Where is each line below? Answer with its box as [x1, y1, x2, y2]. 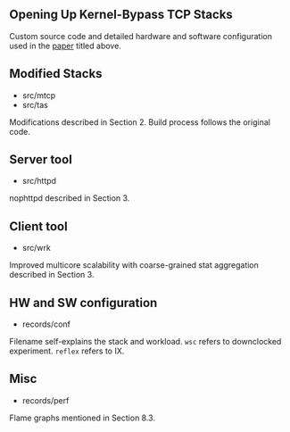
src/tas [21, 99, 49, 110]
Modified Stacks [9, 66, 103, 81]
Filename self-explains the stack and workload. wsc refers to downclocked [9, 336, 282, 347]
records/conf [21, 319, 71, 329]
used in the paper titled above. [9, 40, 122, 51]
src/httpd [21, 176, 56, 187]
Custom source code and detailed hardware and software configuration [9, 30, 272, 41]
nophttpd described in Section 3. [9, 193, 130, 204]
